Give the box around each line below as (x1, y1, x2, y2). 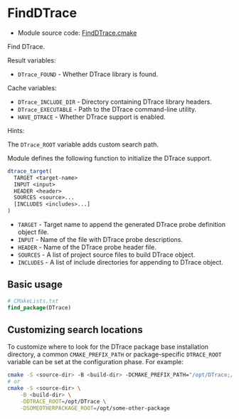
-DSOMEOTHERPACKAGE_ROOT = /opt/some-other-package (20, 404, 171, 412)
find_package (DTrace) (7, 304, 72, 311)
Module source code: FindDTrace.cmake (17, 28, 137, 37)
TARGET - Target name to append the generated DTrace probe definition (17, 221, 226, 229)
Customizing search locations (7, 324, 144, 336)
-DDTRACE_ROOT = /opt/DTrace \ (20, 398, 107, 405)
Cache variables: (7, 83, 57, 92)
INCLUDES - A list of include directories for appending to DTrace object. (17, 258, 224, 267)
